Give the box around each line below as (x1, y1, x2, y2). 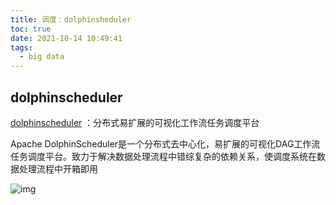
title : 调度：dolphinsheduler (10, 14, 132, 25)
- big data (19, 52, 65, 62)
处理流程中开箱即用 (18, 162, 98, 175)
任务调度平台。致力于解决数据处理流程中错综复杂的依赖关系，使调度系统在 (10, 150, 317, 162)
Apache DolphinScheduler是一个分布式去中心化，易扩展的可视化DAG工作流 (10, 137, 321, 150)
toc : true (10, 24, 52, 34)
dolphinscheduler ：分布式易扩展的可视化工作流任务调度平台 (10, 116, 260, 128)
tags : (10, 42, 33, 53)
